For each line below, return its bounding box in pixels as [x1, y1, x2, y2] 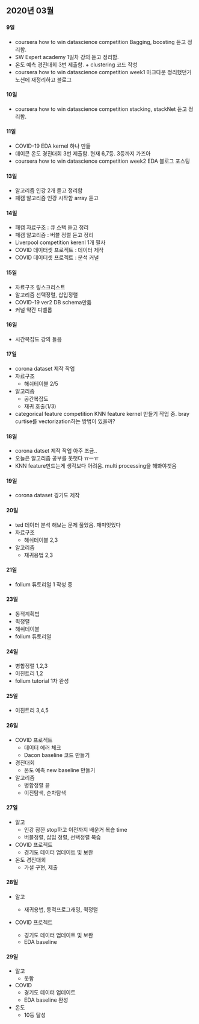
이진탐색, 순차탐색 [23, 789, 66, 796]
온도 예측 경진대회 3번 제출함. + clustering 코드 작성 [14, 61, 138, 68]
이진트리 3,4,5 [14, 707, 49, 714]
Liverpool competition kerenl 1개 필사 [14, 239, 106, 246]
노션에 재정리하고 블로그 [14, 76, 72, 83]
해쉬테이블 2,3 [23, 536, 58, 544]
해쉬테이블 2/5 [23, 380, 58, 388]
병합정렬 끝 [23, 781, 50, 788]
